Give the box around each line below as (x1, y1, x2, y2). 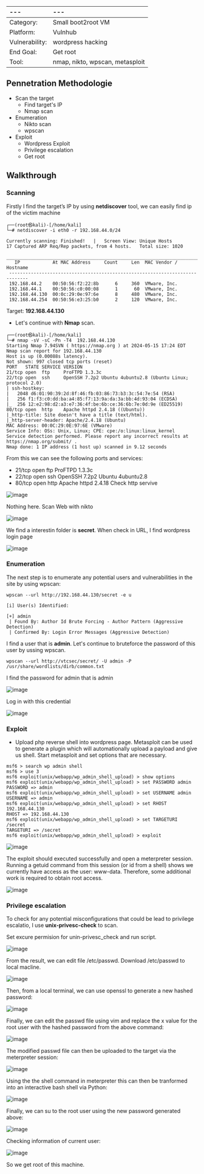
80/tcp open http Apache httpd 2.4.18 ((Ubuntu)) (6, 406, 146, 413)
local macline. (6, 963, 41, 971)
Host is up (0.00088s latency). (6, 353, 88, 359)
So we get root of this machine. (6, 1161, 85, 1169)
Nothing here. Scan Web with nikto (6, 502, 93, 510)
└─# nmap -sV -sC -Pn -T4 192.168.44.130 (6, 337, 115, 343)
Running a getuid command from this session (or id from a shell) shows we (6, 862, 194, 869)
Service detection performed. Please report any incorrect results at (6, 433, 189, 439)
